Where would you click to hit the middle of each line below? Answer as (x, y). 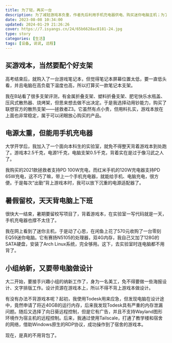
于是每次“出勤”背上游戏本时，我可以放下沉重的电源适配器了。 (79, 183)
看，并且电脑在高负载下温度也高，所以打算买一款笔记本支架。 (70, 85)
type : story (18, 34)
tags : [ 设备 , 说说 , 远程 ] (31, 44)
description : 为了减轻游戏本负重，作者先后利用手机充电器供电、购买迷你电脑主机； (83, 15)
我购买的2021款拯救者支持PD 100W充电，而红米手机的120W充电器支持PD (83, 170)
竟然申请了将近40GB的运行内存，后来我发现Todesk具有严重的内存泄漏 (88, 305)
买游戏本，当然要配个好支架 (49, 65)
